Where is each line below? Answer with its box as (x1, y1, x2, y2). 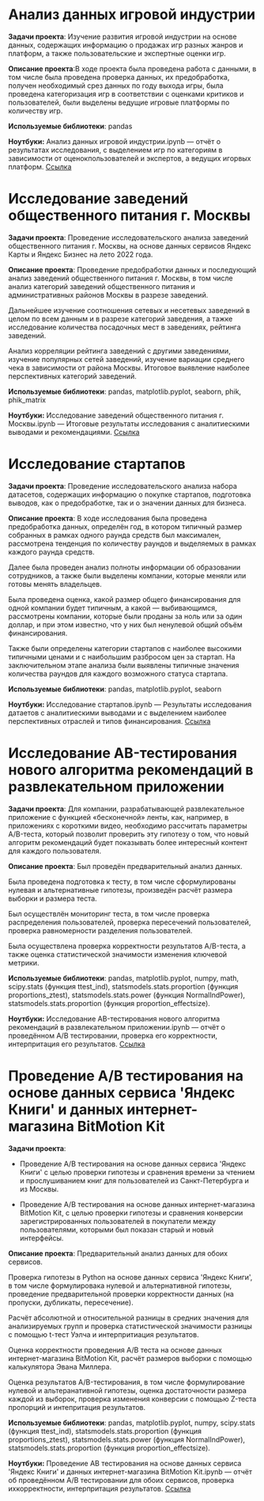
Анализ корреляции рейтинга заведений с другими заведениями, (8, 346, 231, 356)
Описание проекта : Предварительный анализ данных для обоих (8, 1248, 228, 1258)
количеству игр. (8, 105, 63, 116)
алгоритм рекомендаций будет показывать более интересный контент (8, 837, 248, 847)
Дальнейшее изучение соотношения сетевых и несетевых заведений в (8, 305, 251, 314)
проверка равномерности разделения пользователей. (8, 925, 193, 935)
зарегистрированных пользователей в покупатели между (19, 1216, 216, 1225)
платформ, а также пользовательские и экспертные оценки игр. (8, 48, 227, 58)
